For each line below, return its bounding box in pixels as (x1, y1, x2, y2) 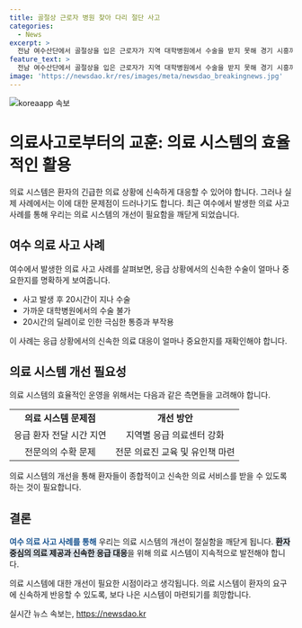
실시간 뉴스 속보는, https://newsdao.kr (9, 608, 147, 619)
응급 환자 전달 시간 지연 (13, 429, 107, 442)
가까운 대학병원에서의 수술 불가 (22, 305, 131, 316)
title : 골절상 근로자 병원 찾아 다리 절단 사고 (9, 13, 161, 22)
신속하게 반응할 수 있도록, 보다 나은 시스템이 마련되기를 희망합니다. (18, 589, 252, 600)
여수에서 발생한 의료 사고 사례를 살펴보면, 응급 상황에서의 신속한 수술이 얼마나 (9, 263, 280, 274)
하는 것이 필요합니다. (9, 482, 82, 493)
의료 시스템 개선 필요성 (9, 363, 128, 379)
